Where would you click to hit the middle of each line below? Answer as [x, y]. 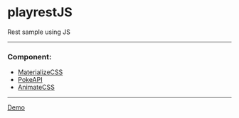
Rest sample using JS [39, 32]
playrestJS [40, 12]
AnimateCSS [36, 87]
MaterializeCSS [40, 72]
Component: [30, 57]
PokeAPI [30, 80]
